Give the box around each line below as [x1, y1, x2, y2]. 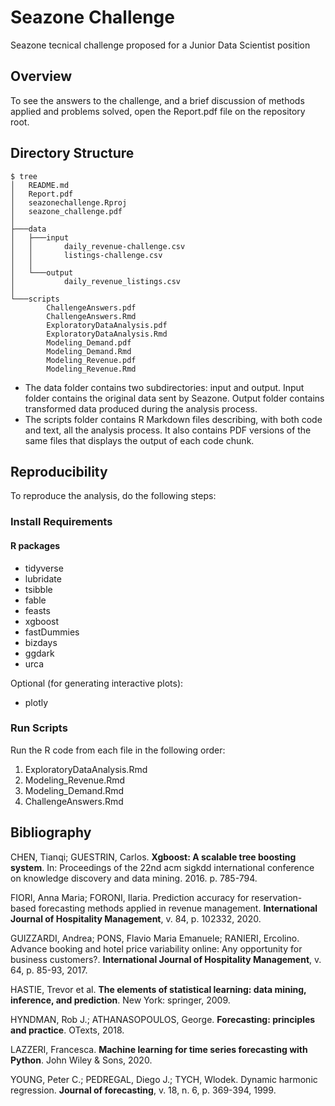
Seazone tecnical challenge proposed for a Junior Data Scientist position [10, 39, 311, 51]
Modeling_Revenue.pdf [46, 355, 137, 365]
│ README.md [10, 180, 70, 190]
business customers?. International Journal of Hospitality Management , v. [10, 953, 322, 965]
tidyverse [24, 562, 64, 574]
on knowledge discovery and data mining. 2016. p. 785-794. [10, 872, 258, 884]
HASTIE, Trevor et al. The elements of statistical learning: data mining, [10, 983, 307, 995]
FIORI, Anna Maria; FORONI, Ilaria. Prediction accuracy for [10, 891, 250, 903]
